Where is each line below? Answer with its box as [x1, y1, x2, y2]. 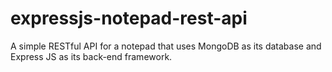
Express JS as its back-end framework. [10, 50, 173, 62]
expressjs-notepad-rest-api [10, 7, 248, 30]
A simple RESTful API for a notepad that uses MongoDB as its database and [10, 40, 322, 52]
